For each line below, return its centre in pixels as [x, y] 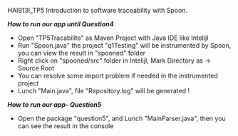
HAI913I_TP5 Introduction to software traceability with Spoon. [97, 10]
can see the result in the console [66, 126]
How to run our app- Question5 [55, 105]
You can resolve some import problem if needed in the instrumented [118, 75]
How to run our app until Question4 [61, 24]
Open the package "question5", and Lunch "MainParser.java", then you [121, 118]
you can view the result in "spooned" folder [82, 53]
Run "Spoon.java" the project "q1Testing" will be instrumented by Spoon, [124, 45]
